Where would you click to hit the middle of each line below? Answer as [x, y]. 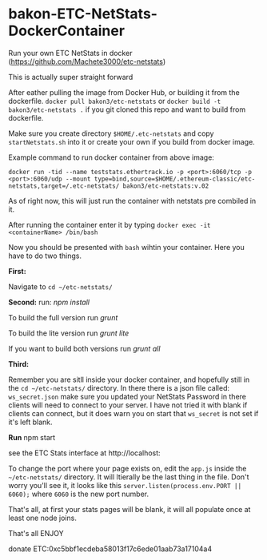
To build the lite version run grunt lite [69, 333]
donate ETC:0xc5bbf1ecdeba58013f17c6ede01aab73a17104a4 [110, 549]
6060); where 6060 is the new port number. [79, 494]
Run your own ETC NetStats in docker [70, 53]
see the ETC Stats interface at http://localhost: [85, 453]
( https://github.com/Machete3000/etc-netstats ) [87, 62]
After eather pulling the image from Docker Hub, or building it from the [124, 92]
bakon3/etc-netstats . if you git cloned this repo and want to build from [127, 109]
